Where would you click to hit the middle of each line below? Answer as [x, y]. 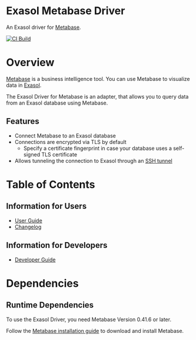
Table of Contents [51, 184]
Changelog [28, 227]
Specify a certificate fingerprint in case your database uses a [98, 148]
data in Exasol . [24, 85]
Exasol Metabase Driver [66, 11]
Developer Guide [35, 259]
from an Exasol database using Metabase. [57, 103]
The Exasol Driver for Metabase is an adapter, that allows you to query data [97, 96]
